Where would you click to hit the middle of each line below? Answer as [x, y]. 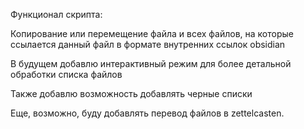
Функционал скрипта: [56, 14]
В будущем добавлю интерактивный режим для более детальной [151, 63]
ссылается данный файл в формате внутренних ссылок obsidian [148, 44]
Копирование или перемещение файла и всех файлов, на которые [152, 33]
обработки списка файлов [66, 74]
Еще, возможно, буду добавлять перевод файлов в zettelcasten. [147, 113]
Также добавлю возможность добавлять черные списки [131, 93]
